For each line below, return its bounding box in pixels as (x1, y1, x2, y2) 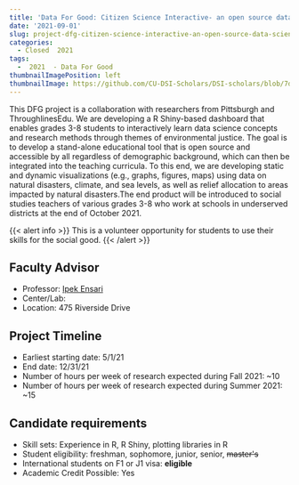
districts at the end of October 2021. (9, 207, 142, 218)
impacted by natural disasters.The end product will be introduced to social (9, 189, 282, 199)
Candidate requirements (9, 416, 148, 431)
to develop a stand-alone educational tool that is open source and (9, 141, 251, 152)
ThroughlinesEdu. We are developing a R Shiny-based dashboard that (9, 113, 265, 124)
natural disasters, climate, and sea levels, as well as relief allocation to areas (9, 179, 289, 190)
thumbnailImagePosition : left (9, 71, 122, 80)
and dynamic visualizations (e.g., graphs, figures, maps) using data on (9, 170, 267, 181)
